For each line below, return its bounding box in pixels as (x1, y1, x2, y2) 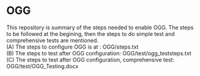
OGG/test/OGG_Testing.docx (6, 62, 79, 70)
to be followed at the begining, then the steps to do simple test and (6, 30, 176, 37)
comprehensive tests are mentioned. (6, 36, 99, 44)
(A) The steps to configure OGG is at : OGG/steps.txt (6, 43, 139, 50)
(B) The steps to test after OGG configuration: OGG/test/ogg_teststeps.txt (6, 49, 191, 57)
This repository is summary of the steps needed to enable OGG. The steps (6, 24, 194, 31)
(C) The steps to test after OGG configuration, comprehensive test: (6, 56, 174, 63)
